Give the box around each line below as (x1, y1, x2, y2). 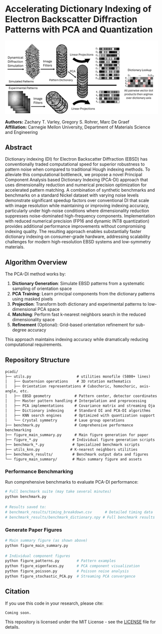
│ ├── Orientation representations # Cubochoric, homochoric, (5, 384, 138, 389)
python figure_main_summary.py (5, 543, 68, 548)
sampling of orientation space (12, 286, 72, 291)
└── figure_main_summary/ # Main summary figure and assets (5, 457, 142, 462)
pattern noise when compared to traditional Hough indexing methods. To (5, 166, 150, 172)
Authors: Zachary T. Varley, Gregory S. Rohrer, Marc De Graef (5, 119, 130, 125)
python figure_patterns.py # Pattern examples (5, 559, 116, 563)
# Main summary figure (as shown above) (5, 538, 88, 543)
